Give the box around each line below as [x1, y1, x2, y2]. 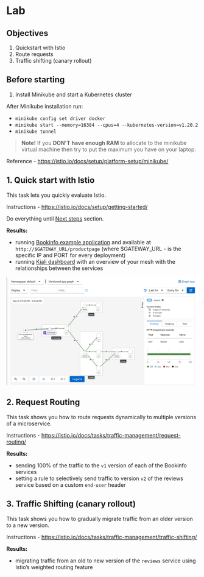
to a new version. [6, 522, 50, 529]
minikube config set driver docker [15, 115, 106, 122]
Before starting [6, 74, 65, 85]
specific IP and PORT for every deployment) [15, 251, 126, 259]
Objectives [6, 28, 49, 38]
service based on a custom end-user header [15, 481, 126, 488]
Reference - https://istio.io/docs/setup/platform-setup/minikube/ [6, 157, 169, 165]
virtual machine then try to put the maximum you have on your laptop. [21, 146, 197, 153]
